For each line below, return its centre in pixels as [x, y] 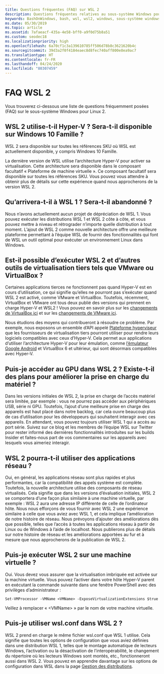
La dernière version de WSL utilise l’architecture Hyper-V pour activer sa [78, 161]
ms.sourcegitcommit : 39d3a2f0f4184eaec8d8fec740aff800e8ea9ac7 [71, 50]
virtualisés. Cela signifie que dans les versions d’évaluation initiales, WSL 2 [80, 493]
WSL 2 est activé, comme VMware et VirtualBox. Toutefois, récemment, [77, 298]
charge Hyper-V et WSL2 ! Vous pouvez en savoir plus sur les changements [81, 308]
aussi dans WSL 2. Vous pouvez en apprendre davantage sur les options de [81, 661]
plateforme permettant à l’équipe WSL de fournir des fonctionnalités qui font [82, 234]
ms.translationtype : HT [29, 55]
